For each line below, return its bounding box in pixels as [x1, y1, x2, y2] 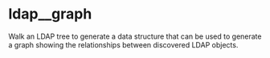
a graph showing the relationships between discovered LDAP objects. [8, 39, 239, 49]
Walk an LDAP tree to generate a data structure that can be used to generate [8, 31, 262, 41]
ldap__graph [8, 5, 92, 23]
